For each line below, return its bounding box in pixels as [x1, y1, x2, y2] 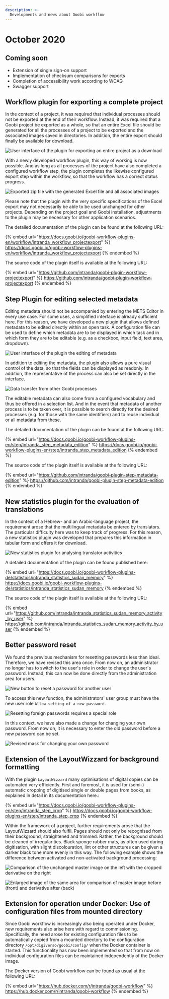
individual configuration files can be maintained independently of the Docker [5, 953, 164, 959]
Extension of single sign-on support [12, 67, 87, 73]
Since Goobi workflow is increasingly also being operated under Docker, [5, 920, 155, 927]
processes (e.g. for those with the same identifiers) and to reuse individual [5, 412, 159, 418]
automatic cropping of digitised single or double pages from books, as [5, 787, 151, 793]
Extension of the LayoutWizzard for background [5, 755, 159, 764]
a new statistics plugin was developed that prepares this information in [5, 535, 152, 541]
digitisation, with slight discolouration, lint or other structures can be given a [5, 844, 162, 850]
